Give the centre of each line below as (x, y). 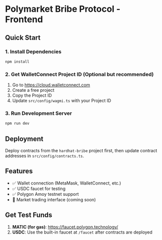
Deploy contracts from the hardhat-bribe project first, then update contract (81, 151)
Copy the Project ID (32, 95)
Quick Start (23, 38)
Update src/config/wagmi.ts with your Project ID (62, 101)
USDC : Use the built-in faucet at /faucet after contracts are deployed (82, 232)
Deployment (24, 139)
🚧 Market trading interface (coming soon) (54, 199)
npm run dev (17, 124)
